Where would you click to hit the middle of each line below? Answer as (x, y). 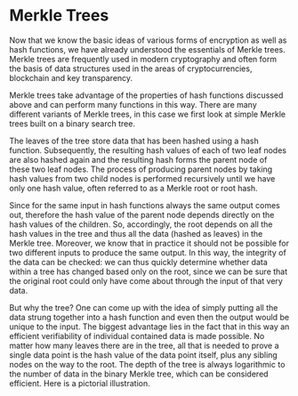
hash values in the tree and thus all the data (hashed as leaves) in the (136, 233)
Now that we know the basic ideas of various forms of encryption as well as (148, 40)
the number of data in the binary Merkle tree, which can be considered (139, 374)
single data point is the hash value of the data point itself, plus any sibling (143, 355)
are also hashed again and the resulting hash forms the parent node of (138, 159)
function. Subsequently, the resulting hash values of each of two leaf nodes (148, 150)
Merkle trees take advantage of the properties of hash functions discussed (146, 95)
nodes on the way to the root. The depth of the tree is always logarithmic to (147, 364)
